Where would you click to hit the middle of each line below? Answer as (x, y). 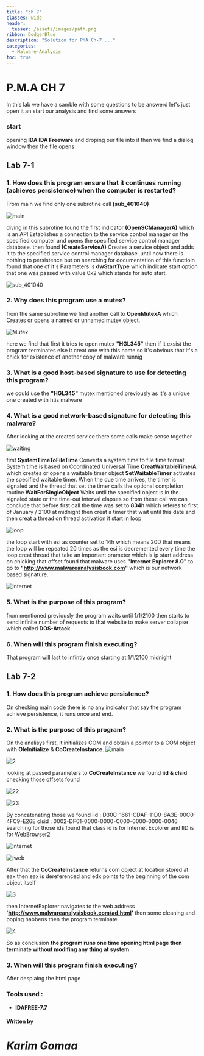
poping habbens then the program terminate (62, 919)
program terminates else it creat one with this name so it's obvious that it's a (102, 350)
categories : (21, 46)
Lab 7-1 (20, 166)
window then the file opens (40, 146)
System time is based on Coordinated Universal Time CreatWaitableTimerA (101, 466)
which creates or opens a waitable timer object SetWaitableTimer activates (101, 473)
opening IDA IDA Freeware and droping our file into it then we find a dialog (100, 140)
